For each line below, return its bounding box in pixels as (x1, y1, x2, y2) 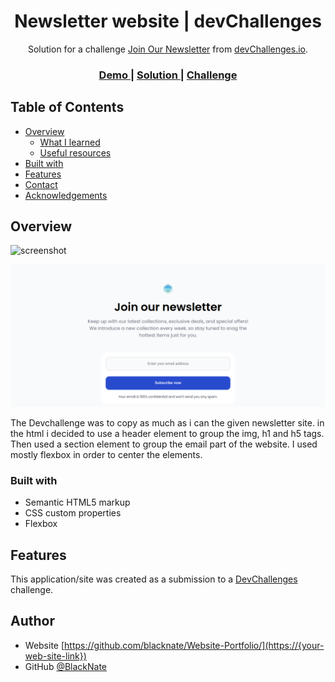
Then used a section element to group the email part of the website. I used (10, 438, 318, 450)
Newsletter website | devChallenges (14, 10, 322, 33)
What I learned (39, 136, 101, 148)
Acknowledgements (24, 189, 108, 201)
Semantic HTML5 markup (24, 496, 131, 509)
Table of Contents (10, 99, 125, 116)
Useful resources (39, 146, 112, 159)
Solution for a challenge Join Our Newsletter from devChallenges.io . (27, 43, 309, 55)
